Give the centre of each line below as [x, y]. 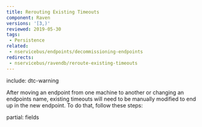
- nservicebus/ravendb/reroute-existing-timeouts [73, 63]
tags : [13, 35]
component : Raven [28, 18]
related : [17, 46]
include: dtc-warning [33, 81]
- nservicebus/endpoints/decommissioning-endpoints [76, 52]
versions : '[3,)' [28, 23]
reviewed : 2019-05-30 [34, 29]
